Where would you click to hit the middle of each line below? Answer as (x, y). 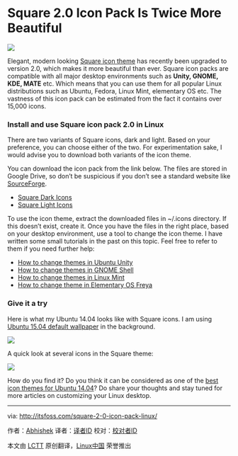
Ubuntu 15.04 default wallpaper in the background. (81, 326)
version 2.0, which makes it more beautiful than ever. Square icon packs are (118, 68)
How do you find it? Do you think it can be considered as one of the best (113, 380)
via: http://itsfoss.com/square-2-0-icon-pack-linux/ (83, 416)
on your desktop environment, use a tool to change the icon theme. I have (115, 234)
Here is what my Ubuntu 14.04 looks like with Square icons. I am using (110, 319)
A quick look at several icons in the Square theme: (80, 353)
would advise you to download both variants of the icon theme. (99, 155)
